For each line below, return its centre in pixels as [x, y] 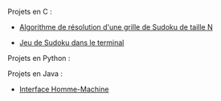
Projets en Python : [39, 58]
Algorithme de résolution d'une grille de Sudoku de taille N [116, 27]
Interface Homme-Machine [64, 89]
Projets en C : [30, 12]
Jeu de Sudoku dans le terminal [72, 42]
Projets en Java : [35, 74]
